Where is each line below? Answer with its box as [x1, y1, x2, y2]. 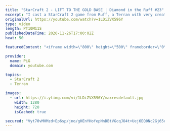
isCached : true [14, 109, 47, 114]
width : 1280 [14, 100, 39, 105]
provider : [5, 53, 26, 58]
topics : [5, 72, 22, 77]
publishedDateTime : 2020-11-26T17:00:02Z [5, 31, 94, 36]
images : [5, 91, 22, 96]
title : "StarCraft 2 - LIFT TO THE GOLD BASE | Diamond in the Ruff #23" [5, 7, 164, 13]
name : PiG [10, 58, 30, 63]
